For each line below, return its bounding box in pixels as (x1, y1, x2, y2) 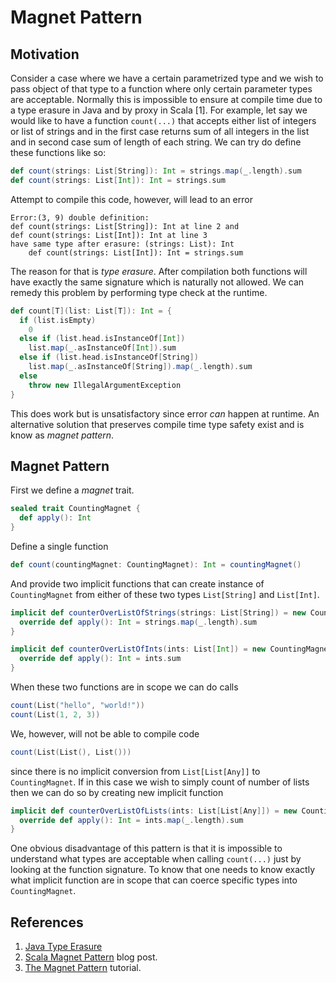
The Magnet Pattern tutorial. (24, 962, 142, 974)
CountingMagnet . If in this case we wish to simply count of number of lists (10, 776, 310, 788)
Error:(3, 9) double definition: (10, 212, 150, 223)
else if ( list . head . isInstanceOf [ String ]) (19, 352, 199, 363)
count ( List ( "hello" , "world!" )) (10, 701, 145, 711)
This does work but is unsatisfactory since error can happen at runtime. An (10, 407, 320, 420)
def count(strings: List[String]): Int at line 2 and (10, 221, 240, 231)
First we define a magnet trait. (10, 484, 135, 496)
